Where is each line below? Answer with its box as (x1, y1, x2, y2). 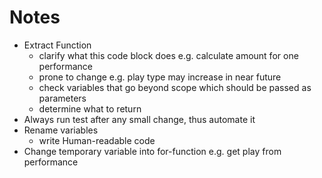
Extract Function (23, 39, 92, 51)
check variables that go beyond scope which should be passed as (38, 81, 312, 93)
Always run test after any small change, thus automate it (23, 113, 256, 125)
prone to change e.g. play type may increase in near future (38, 71, 282, 83)
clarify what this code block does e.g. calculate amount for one (38, 49, 299, 61)
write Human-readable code (38, 134, 156, 146)
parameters (38, 92, 87, 104)
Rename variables (23, 124, 99, 136)
